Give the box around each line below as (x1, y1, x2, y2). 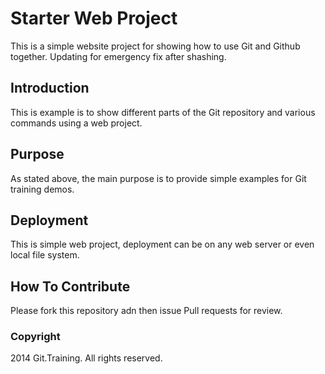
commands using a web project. (10, 117, 143, 129)
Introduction (10, 80, 90, 97)
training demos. (10, 183, 75, 195)
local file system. (10, 249, 80, 261)
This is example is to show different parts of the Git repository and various (10, 106, 316, 118)
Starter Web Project (10, 7, 178, 30)
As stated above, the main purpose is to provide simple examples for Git (10, 172, 307, 184)
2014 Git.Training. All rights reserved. (10, 352, 163, 364)
